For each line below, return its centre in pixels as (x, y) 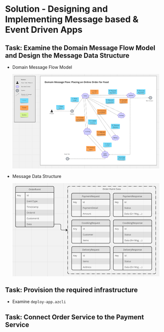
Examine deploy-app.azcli (39, 302)
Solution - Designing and (57, 9)
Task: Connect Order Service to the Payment (75, 317)
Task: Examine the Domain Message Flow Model (80, 48)
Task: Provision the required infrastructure (71, 290)
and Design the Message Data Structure (67, 55)
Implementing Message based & (72, 19)
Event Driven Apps (44, 30)
